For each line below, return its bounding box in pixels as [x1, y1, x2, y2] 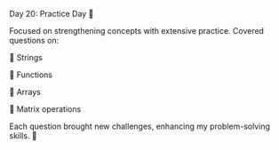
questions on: [9, 36, 60, 45]
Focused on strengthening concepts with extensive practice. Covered [9, 26, 265, 36]
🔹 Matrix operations [9, 104, 82, 114]
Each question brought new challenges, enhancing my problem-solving [9, 121, 271, 131]
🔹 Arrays [9, 87, 42, 97]
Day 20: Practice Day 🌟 [9, 9, 94, 19]
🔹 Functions [9, 69, 53, 80]
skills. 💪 [9, 130, 37, 141]
